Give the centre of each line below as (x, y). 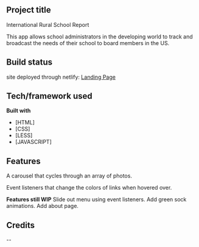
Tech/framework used (49, 96)
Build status (30, 63)
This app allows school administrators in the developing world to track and (100, 37)
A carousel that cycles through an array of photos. (69, 176)
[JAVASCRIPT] (33, 142)
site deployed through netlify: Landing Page (61, 77)
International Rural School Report (48, 24)
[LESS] (24, 135)
